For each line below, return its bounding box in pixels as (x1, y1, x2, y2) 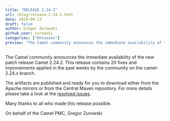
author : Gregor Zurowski (5, 26, 58, 31)
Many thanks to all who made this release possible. (5, 100, 112, 106)
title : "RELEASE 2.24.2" (5, 7, 58, 13)
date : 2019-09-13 (5, 17, 42, 22)
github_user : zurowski (5, 31, 53, 36)
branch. (19, 70, 36, 76)
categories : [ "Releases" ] (5, 36, 60, 41)
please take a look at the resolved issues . (5, 90, 92, 96)
